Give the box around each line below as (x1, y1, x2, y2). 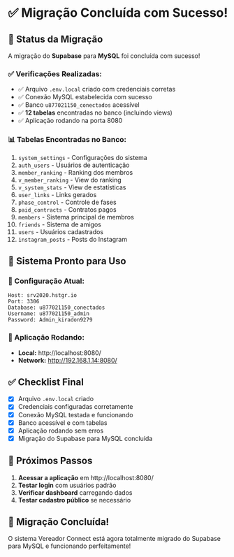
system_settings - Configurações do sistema (17, 153, 147, 161)
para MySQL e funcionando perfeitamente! (8, 542, 131, 550)
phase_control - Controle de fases (17, 198, 117, 206)
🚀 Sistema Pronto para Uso (8, 255, 126, 267)
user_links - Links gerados (17, 190, 97, 198)
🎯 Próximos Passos (8, 455, 93, 467)
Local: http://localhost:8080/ (17, 348, 102, 357)
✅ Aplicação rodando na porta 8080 (17, 117, 123, 125)
